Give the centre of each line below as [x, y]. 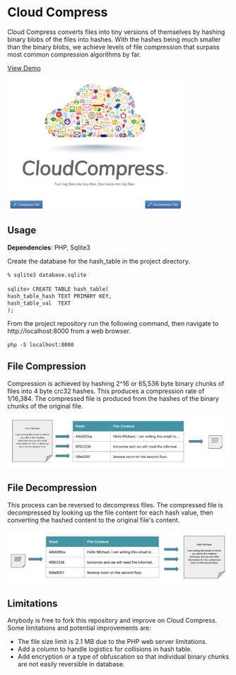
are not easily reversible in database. [71, 664]
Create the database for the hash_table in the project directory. [99, 261]
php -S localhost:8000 [41, 345]
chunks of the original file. [45, 406]
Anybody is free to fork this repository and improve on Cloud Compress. [112, 621]
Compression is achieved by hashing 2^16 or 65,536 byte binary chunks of [116, 383]
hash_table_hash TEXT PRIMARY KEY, [60, 296]
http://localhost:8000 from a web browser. [69, 331]
